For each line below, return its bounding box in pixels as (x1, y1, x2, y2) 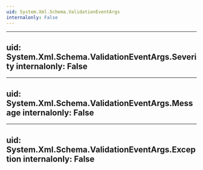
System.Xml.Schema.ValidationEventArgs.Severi (6, 52, 197, 62)
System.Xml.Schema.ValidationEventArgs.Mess (6, 98, 193, 109)
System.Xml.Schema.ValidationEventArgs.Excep (6, 144, 196, 154)
